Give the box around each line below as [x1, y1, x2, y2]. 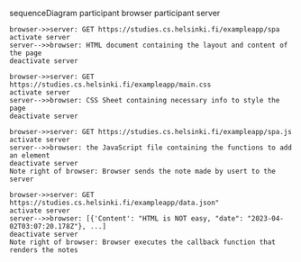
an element [9, 151, 50, 160]
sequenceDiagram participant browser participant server [9, 8, 221, 18]
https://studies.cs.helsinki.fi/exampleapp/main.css [9, 80, 212, 89]
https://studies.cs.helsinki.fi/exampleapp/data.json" [9, 198, 220, 207]
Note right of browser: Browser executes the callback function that [9, 238, 277, 247]
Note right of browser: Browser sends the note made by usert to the [9, 167, 277, 176]
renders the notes [9, 246, 78, 255]
